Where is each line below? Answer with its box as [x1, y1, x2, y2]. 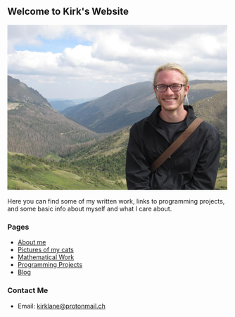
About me [17, 238, 46, 247]
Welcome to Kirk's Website [7, 6, 129, 18]
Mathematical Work [17, 253, 75, 261]
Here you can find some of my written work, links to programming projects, [7, 197, 225, 205]
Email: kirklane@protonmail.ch [17, 302, 106, 310]
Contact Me [7, 285, 49, 295]
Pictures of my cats [17, 246, 74, 254]
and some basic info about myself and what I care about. [7, 204, 172, 213]
